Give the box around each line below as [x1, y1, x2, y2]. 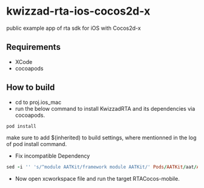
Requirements [6, 42, 61, 52]
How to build [6, 82, 55, 92]
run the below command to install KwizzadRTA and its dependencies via [15, 105, 195, 112]
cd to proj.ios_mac [15, 99, 62, 106]
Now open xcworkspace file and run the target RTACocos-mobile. [15, 175, 180, 183]
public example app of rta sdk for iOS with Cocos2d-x [6, 24, 141, 32]
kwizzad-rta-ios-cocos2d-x [6, 4, 151, 18]
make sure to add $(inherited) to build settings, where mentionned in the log [6, 134, 197, 141]
